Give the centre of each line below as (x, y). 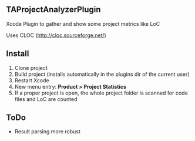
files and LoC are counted (46, 99)
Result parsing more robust (48, 132)
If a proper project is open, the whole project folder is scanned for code (101, 93)
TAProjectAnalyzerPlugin (53, 10)
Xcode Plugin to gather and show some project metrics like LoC (83, 23)
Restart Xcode (32, 80)
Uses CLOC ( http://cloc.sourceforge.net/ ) (56, 35)
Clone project (31, 68)
